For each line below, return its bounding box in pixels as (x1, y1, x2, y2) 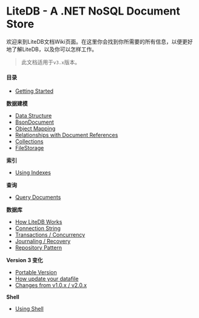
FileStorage (15, 144, 44, 152)
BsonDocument (15, 118, 55, 126)
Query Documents (15, 194, 61, 201)
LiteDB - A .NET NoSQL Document (6, 4, 181, 18)
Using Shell (15, 305, 44, 313)
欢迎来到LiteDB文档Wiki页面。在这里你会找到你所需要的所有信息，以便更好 (6, 38, 193, 45)
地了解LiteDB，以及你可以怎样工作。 (6, 46, 98, 53)
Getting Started (15, 87, 53, 95)
